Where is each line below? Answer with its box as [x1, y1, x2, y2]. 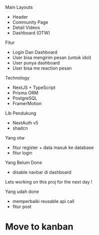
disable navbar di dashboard [12, 169, 71, 175]
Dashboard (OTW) [12, 30, 50, 35]
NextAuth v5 [12, 120, 38, 125]
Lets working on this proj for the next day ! [5, 179, 92, 184]
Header [12, 14, 28, 19]
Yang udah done [5, 188, 39, 194]
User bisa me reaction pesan [12, 65, 72, 71]
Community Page [12, 19, 48, 25]
